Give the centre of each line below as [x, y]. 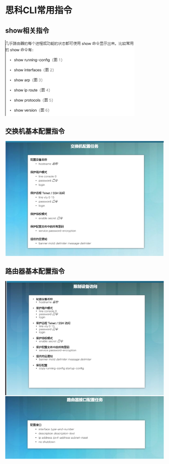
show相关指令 [27, 30]
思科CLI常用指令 [39, 10]
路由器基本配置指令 [35, 272]
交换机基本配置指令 [35, 131]
